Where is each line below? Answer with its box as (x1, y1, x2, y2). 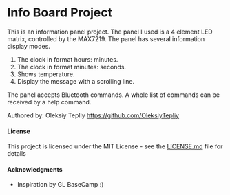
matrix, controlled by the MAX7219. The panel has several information (7, 34, 205, 43)
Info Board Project (7, 5, 112, 21)
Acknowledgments (7, 165, 63, 173)
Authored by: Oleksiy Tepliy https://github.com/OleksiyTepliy (7, 111, 180, 119)
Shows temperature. (17, 70, 75, 78)
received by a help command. (7, 97, 92, 106)
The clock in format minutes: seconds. (17, 62, 126, 71)
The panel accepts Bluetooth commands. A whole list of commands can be (7, 91, 220, 99)
